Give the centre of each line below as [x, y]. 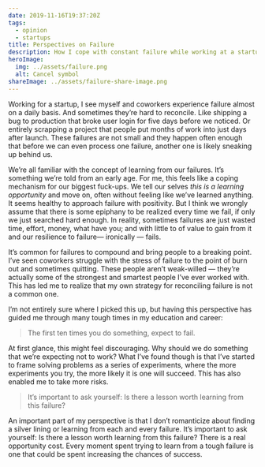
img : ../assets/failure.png [62, 67]
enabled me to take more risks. [58, 381]
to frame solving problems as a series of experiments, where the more [122, 364]
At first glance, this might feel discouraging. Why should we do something [128, 348]
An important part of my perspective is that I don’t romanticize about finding [132, 420]
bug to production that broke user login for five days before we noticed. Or [129, 121]
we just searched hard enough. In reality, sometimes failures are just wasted [132, 220]
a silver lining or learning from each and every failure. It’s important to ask [128, 429]
